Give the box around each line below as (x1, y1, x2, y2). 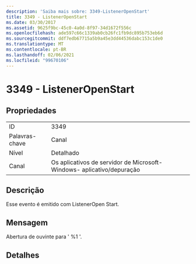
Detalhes (6, 250, 40, 260)
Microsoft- (132, 158, 163, 166)
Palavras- (9, 132, 37, 140)
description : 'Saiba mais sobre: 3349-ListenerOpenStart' (6, 8, 150, 15)
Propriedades (6, 106, 57, 116)
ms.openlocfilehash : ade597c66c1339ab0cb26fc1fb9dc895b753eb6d (6, 30, 163, 36)
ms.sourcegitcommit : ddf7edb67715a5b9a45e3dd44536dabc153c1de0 (6, 36, 163, 41)
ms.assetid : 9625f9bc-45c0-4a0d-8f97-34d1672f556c (6, 25, 132, 31)
